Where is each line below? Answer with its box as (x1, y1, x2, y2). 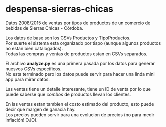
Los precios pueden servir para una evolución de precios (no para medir (5, 111, 155, 118)
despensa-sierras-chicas (5, 3, 114, 15)
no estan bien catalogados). (5, 45, 63, 51)
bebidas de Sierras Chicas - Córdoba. (5, 25, 84, 31)
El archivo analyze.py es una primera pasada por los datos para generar (5, 60, 155, 66)
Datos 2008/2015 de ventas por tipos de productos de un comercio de (5, 20, 151, 26)
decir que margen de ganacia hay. (5, 106, 76, 112)
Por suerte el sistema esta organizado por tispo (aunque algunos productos (5, 40, 161, 46)
